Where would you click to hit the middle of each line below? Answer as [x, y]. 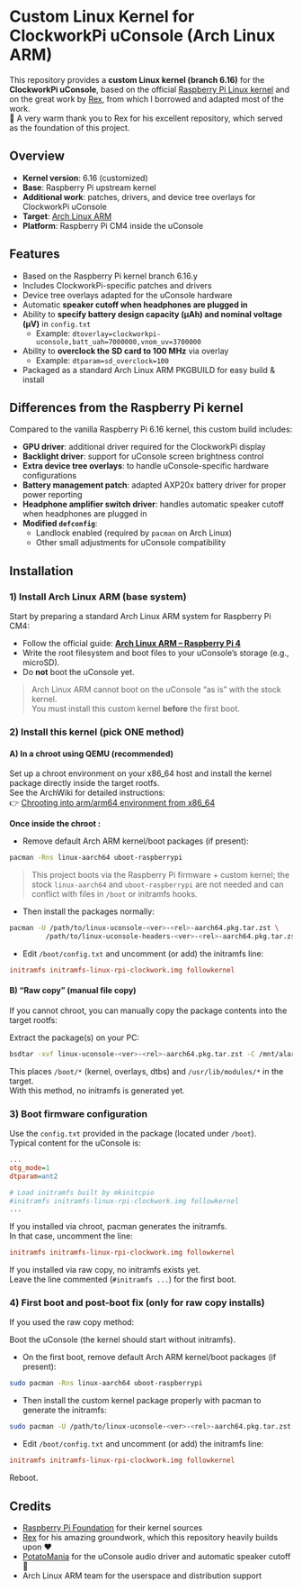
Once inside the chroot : [55, 824]
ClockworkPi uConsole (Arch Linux [142, 36]
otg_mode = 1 [30, 1168]
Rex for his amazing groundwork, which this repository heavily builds [150, 1537]
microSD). [41, 662]
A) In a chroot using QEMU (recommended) [91, 754]
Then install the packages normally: [88, 911]
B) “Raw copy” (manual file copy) [73, 991]
